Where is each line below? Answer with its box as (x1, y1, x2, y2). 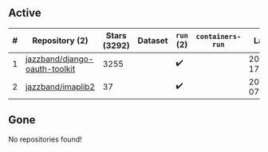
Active (8, 6, 41, 20)
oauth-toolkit (25, 63, 76, 74)
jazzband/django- (25, 53, 94, 64)
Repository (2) (31, 35, 89, 46)
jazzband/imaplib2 (25, 81, 96, 92)
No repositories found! (8, 134, 82, 144)
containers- (195, 32, 242, 41)
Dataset (137, 35, 168, 46)
